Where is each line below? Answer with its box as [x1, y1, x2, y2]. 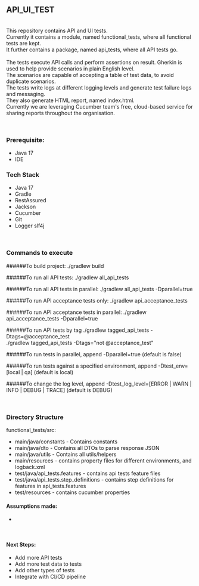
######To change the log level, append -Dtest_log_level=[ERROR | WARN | [6, 380, 192, 387]
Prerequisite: [6, 135, 45, 144]
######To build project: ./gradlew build [6, 262, 104, 269]
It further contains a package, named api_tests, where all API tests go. [6, 46, 178, 53]
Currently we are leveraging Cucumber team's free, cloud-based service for [6, 103, 193, 110]
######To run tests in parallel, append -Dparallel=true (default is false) [6, 350, 182, 357]
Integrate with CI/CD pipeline [14, 573, 86, 581]
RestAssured [14, 197, 46, 204]
